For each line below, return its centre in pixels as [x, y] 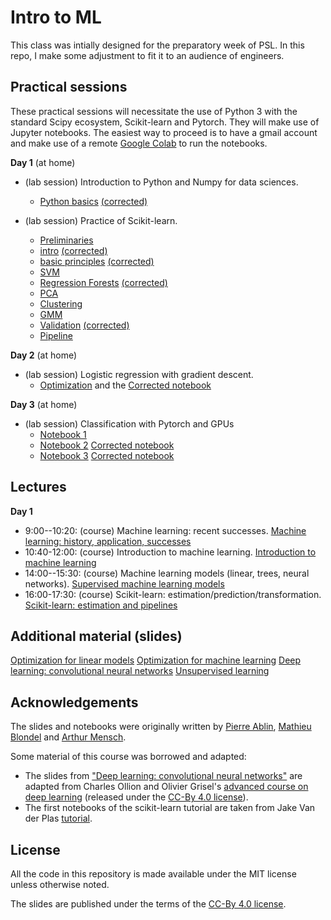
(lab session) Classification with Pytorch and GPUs [129, 423]
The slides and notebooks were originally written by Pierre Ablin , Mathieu [161, 727]
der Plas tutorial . [58, 818]
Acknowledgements [74, 702]
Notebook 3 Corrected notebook [107, 455]
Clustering [61, 303]
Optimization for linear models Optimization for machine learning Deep [156, 660]
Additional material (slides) [96, 636]
